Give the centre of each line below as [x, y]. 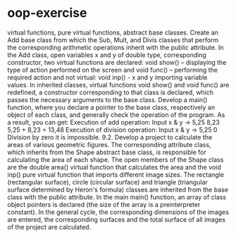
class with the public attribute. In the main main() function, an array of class [117, 197]
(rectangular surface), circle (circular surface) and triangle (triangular [107, 182]
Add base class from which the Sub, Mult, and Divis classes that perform [113, 39]
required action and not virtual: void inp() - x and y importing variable [107, 77]
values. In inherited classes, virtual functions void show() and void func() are [118, 84]
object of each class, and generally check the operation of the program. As [116, 115]
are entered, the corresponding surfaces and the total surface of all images [116, 219]
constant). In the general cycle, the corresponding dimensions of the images [118, 212]
